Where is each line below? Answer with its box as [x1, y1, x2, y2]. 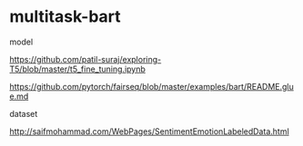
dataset [9, 108, 38, 119]
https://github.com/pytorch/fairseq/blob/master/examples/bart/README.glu [9, 81, 294, 92]
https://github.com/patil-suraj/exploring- [9, 54, 162, 64]
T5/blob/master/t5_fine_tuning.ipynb [9, 63, 146, 74]
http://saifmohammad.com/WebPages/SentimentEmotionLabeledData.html [9, 125, 289, 137]
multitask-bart [9, 6, 121, 27]
